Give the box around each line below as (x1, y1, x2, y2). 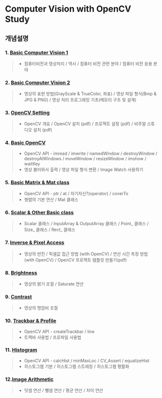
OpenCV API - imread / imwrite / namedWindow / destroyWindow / (24, 150, 158, 156)
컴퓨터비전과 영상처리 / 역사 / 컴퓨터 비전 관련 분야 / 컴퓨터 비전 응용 (24, 61, 152, 66)
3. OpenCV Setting (5, 109, 50, 116)
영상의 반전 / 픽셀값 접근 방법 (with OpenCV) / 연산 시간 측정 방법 (24, 251, 148, 257)
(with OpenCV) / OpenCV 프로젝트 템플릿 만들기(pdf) (24, 257, 127, 263)
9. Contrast (5, 293, 32, 300)
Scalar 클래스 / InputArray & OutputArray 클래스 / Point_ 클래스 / (24, 221, 149, 227)
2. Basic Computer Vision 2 (5, 79, 70, 86)
